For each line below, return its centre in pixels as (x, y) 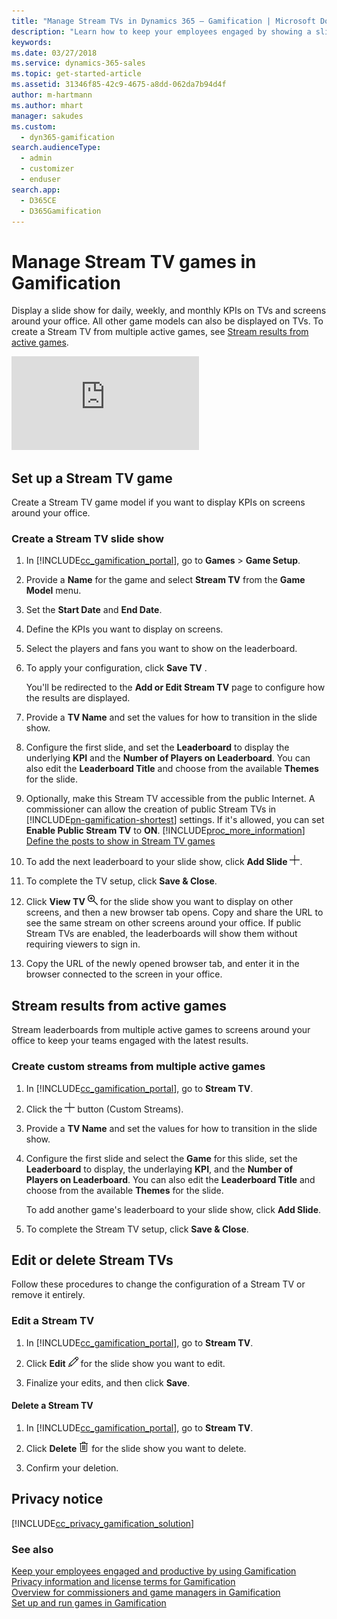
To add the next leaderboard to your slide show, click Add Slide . (164, 862)
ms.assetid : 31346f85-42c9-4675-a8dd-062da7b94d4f (119, 85)
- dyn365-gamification (67, 137)
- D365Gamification (61, 211)
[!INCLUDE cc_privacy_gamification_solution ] (103, 1523)
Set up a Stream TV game (92, 478)
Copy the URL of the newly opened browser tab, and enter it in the (162, 964)
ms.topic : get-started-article (76, 74)
